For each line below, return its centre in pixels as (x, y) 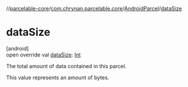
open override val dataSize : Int (44, 55)
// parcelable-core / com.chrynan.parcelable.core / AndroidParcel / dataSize (94, 9)
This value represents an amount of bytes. (58, 77)
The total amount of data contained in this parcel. (66, 66)
